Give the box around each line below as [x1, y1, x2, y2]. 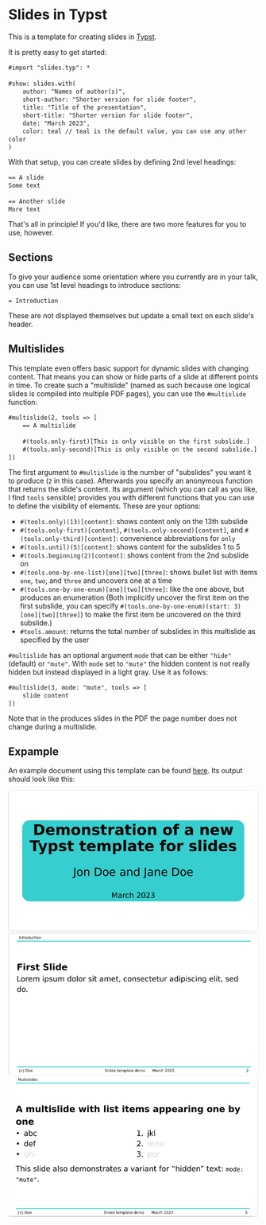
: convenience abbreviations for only [116, 533, 236, 542]
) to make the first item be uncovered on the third [80, 609, 241, 619]
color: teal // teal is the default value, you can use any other [22, 127, 247, 135]
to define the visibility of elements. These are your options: [8, 501, 201, 511]
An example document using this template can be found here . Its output [8, 766, 243, 776]
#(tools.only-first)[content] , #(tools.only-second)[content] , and [19, 525, 244, 535]
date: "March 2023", [22, 119, 91, 127]
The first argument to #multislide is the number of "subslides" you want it [8, 467, 252, 476]
